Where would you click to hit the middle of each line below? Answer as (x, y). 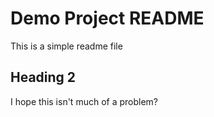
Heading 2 (43, 77)
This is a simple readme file (66, 46)
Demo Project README (107, 18)
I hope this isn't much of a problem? (84, 101)
